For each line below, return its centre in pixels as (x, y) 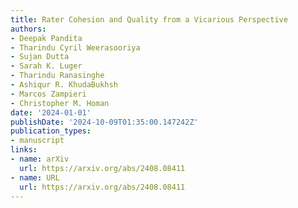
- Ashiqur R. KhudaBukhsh (64, 85)
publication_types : (51, 131)
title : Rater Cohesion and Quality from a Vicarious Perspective (149, 19)
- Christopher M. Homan (60, 103)
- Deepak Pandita (46, 38)
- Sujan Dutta (40, 57)
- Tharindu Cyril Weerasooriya (75, 47)
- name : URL (35, 177)
